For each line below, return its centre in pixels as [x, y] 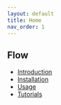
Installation [33, 79]
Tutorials [30, 94]
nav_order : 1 [26, 27]
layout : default [31, 14]
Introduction [35, 72]
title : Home [24, 20]
